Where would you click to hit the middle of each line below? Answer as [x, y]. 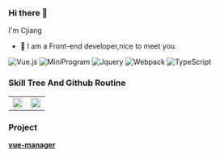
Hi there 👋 [28, 13]
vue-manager [32, 144]
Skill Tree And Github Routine [67, 83]
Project [23, 127]
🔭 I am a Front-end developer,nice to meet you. [98, 46]
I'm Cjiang [25, 31]
